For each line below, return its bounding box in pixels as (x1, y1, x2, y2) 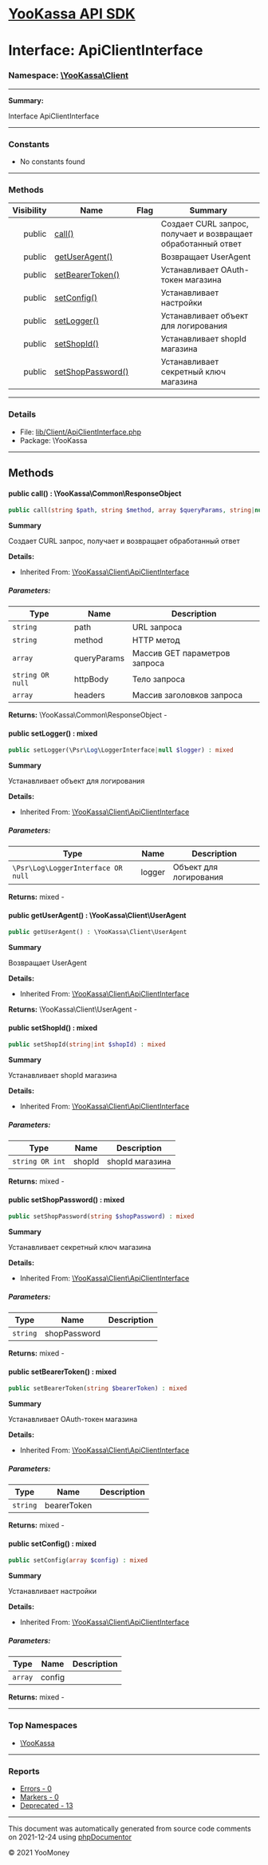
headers (74, 689, 105, 701)
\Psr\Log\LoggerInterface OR (12, 864, 123, 873)
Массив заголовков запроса (132, 689, 243, 701)
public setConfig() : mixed (8, 1539, 97, 1548)
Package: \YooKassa (19, 435, 88, 445)
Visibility (12, 205, 47, 216)
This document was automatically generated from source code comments (8, 1823, 251, 1833)
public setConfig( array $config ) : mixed (8, 1556, 148, 1564)
